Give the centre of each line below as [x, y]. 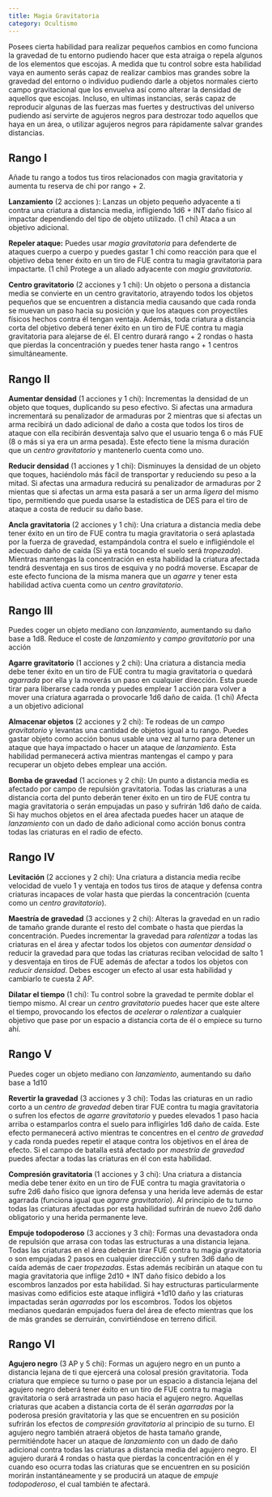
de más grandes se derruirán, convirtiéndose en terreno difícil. [113, 1319]
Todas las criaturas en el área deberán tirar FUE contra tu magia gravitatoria [135, 1250]
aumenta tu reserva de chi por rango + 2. [77, 186]
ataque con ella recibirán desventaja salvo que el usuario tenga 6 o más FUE [136, 433]
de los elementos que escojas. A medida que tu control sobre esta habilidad [135, 64]
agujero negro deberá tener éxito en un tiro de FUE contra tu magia [120, 1389]
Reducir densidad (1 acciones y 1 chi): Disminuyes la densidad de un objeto [135, 466]
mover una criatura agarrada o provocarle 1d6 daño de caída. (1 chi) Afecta [134, 697]
